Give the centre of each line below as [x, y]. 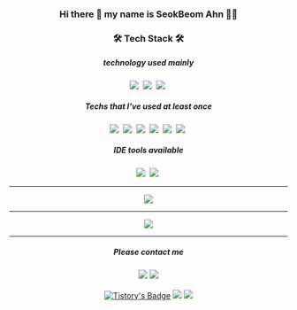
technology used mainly [148, 63]
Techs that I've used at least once [148, 106]
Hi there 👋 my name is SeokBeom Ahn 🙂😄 [148, 14]
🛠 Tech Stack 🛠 [148, 38]
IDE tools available [148, 151]
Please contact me [148, 252]
